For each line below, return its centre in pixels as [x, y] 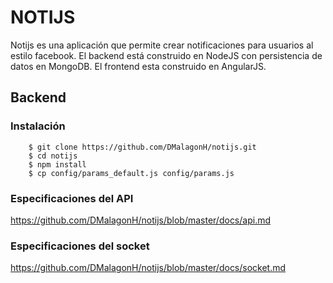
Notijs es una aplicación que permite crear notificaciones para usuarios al [162, 45]
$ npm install [57, 164]
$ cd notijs [53, 156]
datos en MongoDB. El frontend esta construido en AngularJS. [138, 66]
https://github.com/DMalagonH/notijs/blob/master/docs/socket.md [148, 268]
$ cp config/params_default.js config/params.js [131, 173]
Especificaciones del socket [80, 246]
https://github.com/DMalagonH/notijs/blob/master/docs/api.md [141, 220]
